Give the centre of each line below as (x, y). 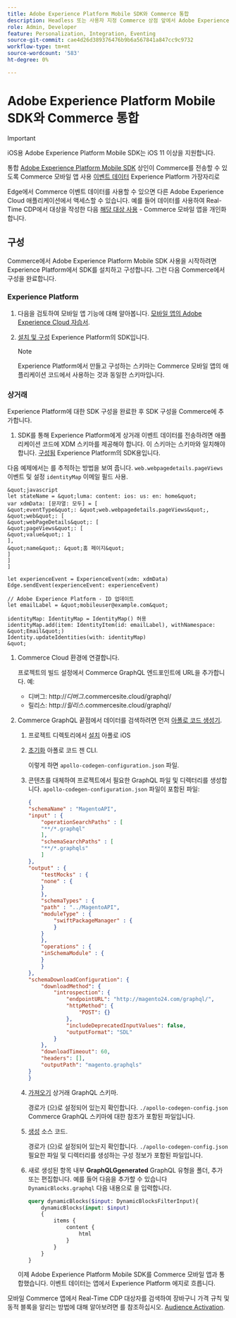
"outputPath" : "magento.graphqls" (92, 1065)
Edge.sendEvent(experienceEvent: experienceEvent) (83, 586)
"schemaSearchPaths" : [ (77, 842)
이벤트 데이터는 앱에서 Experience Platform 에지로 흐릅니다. (133, 1283)
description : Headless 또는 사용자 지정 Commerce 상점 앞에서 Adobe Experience (118, 20)
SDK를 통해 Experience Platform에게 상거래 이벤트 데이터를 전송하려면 (115, 436)
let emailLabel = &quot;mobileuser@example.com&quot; (88, 605)
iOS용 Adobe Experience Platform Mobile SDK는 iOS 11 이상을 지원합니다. (111, 152)
